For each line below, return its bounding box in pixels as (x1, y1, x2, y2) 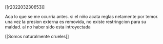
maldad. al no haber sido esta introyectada (5, 24, 91, 30)
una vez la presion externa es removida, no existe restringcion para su (5, 19, 146, 24)
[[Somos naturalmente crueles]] (5, 34, 69, 39)
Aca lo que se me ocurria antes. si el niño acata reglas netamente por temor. (5, 14, 159, 19)
